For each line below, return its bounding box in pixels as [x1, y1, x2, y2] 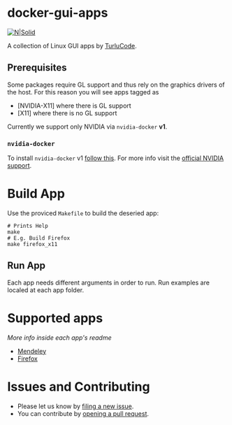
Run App [7, 260, 46, 272]
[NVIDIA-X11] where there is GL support [17, 101, 131, 110]
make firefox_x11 [7, 240, 58, 247]
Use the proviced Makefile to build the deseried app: [7, 208, 159, 217]
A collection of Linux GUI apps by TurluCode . [7, 41, 138, 50]
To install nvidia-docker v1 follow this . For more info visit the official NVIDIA [7, 154, 224, 162]
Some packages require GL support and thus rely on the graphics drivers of [7, 80, 225, 89]
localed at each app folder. [7, 285, 85, 294]
